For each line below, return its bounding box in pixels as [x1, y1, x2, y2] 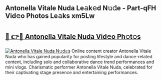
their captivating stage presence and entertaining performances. [5, 70, 138, 75]
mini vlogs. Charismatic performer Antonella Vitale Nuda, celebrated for [5, 64, 153, 70]
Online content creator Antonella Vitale [71, 48, 151, 54]
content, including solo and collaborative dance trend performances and [5, 59, 154, 65]
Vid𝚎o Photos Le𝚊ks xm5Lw [5, 12, 95, 20]
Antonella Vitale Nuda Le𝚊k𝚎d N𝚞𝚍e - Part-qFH [5, 4, 156, 12]
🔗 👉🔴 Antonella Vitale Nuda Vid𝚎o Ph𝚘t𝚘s [5, 32, 141, 41]
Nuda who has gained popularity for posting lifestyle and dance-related [5, 54, 152, 59]
